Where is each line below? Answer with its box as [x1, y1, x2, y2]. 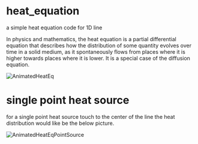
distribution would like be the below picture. [6, 120, 115, 127]
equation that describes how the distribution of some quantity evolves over [6, 42, 192, 49]
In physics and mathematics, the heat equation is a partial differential [6, 35, 177, 42]
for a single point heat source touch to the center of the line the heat [6, 113, 175, 120]
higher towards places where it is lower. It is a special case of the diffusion [6, 54, 191, 62]
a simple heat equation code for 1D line [6, 24, 103, 31]
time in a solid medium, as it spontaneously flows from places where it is [6, 48, 186, 55]
